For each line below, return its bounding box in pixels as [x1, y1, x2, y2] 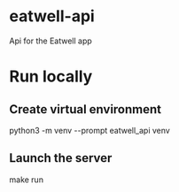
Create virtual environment [9, 102, 162, 117]
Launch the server [9, 150, 113, 165]
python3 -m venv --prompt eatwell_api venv [9, 125, 170, 135]
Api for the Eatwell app [9, 35, 93, 46]
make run [9, 174, 44, 185]
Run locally [9, 66, 93, 87]
